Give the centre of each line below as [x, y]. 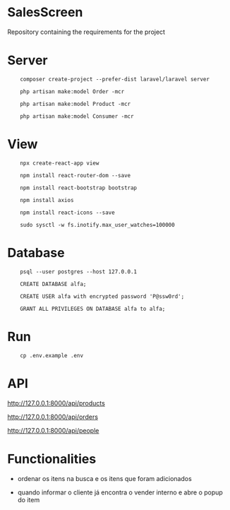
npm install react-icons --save [67, 213]
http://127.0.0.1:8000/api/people [53, 430]
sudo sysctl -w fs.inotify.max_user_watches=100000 [97, 225]
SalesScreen [45, 12]
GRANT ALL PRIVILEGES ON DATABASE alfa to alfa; [93, 309]
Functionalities [52, 459]
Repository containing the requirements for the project [86, 32]
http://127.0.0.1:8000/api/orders [53, 417]
